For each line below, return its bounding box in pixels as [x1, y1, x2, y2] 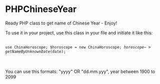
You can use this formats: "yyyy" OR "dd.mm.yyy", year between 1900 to [5, 68, 155, 74]
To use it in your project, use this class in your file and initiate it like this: [5, 29, 153, 35]
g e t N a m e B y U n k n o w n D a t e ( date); [5, 49, 66, 54]
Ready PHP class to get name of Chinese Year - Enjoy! [5, 20, 117, 26]
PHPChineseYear [5, 3, 77, 15]
